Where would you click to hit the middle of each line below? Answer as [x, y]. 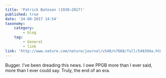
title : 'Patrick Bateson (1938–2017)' [45, 10]
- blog [30, 33]
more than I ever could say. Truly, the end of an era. [58, 70]
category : [24, 28]
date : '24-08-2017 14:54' [32, 19]
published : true [22, 14]
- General [33, 42]
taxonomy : [15, 23]
